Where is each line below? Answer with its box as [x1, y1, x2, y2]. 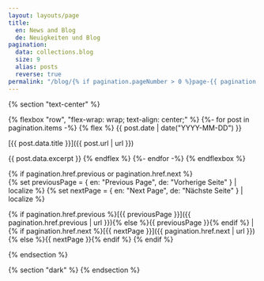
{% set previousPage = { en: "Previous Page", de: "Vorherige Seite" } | [8, 177, 237, 186]
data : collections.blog [15, 48, 93, 56]
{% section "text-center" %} [8, 99, 100, 109]
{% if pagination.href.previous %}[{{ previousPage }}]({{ [8, 209, 191, 219]
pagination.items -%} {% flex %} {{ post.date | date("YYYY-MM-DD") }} [8, 123, 243, 133]
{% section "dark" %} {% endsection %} [8, 265, 141, 275]
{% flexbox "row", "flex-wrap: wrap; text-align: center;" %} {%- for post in [8, 114, 250, 124]
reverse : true [15, 70, 62, 78]
